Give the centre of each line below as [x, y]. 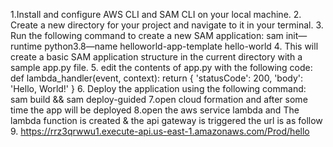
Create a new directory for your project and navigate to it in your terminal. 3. [167, 25]
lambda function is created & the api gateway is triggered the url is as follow [166, 120]
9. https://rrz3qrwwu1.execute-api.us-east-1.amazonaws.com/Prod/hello [160, 131]
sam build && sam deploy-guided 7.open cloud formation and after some [159, 99]
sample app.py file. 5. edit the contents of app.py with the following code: [161, 67]
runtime [26, 46]
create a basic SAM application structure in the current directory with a [156, 57]
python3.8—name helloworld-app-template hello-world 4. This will [181, 46]
